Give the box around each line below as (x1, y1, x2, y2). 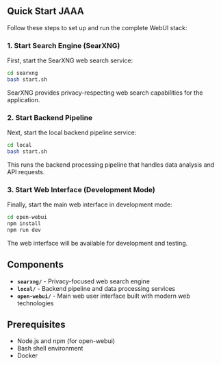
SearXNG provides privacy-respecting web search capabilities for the (7, 89, 203, 97)
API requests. (7, 167, 45, 176)
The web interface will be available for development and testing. (7, 239, 188, 247)
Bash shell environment (16, 344, 83, 353)
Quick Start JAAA (7, 5, 84, 17)
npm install (7, 220, 41, 227)
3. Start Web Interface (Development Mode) (7, 185, 156, 194)
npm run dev (7, 226, 41, 233)
